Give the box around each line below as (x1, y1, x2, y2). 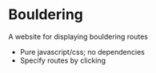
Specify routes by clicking (19, 56, 106, 65)
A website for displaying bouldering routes (8, 32, 148, 41)
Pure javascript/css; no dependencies (19, 47, 146, 56)
